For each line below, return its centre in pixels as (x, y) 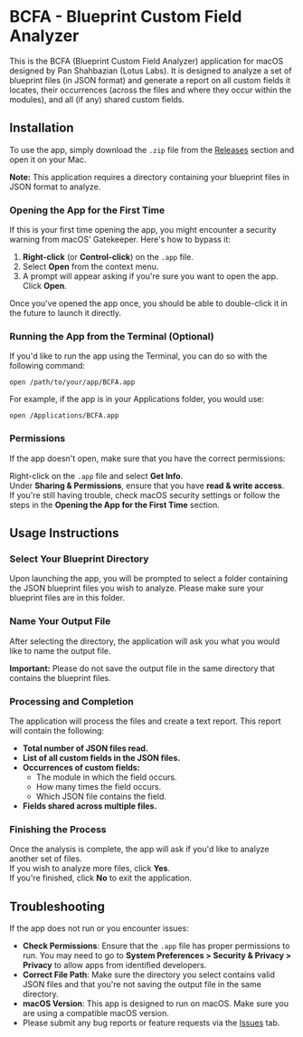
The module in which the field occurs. (106, 777)
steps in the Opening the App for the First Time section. (114, 504)
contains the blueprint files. (60, 677)
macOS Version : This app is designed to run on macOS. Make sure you (156, 1003)
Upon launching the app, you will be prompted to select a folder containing (148, 579)
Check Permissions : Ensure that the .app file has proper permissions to (156, 946)
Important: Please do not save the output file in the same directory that (142, 668)
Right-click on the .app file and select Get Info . (96, 475)
